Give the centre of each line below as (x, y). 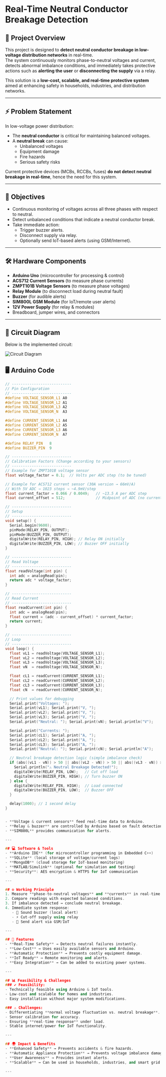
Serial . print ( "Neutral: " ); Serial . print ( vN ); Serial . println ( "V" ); (82, 722)
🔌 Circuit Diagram (33, 332)
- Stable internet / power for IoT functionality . (56, 1026)
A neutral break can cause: (40, 141)
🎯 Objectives (25, 197)
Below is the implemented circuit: (39, 344)
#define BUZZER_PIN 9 (28, 448)
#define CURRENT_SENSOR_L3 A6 (36, 430)
